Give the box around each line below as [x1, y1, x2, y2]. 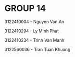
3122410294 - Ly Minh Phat [4, 28, 59, 34]
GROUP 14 [4, 3, 46, 14]
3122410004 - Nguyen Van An [4, 19, 64, 24]
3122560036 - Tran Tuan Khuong [4, 46, 71, 52]
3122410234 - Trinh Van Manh [4, 37, 64, 43]
